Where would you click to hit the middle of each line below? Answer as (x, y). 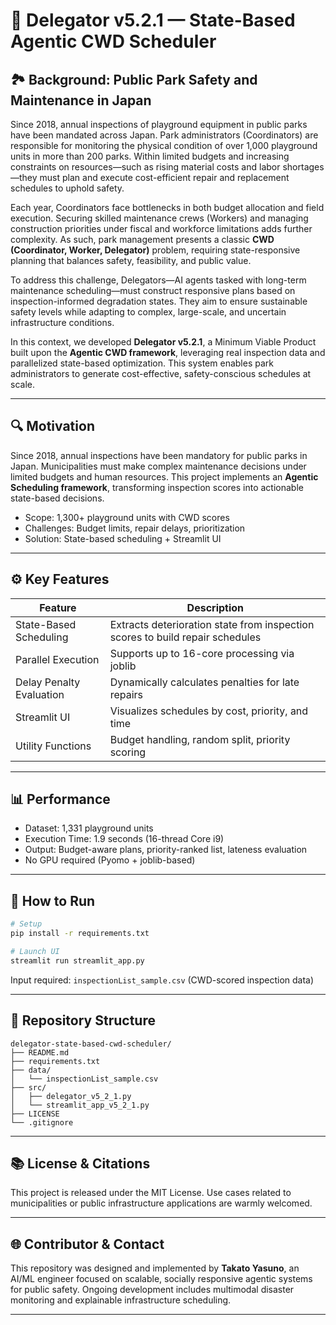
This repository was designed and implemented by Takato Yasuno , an (155, 1268)
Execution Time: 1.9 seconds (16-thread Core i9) (124, 839)
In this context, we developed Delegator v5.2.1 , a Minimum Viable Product (163, 342)
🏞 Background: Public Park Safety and (134, 79)
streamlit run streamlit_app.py (77, 960)
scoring (128, 752)
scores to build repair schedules (185, 637)
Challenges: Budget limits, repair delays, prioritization (135, 528)
